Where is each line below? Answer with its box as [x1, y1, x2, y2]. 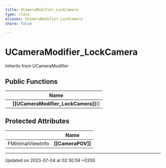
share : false [5, 21, 32, 26]
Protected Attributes [5, 117, 70, 126]
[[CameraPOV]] [53, 140, 91, 147]
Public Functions [5, 77, 58, 85]
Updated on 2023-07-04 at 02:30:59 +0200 [5, 157, 95, 163]
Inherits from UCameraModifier [5, 63, 69, 69]
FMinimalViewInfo [7, 140, 49, 147]
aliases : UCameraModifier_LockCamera [5, 16, 83, 21]
